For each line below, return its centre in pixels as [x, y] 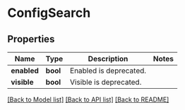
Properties [31, 39]
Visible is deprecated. [106, 82]
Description [108, 59]
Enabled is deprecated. [108, 71]
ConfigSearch [49, 13]
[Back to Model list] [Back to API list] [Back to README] [88, 99]
